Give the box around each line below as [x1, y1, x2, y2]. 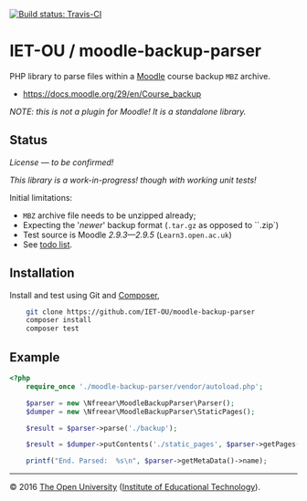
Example [9, 350, 60, 365]
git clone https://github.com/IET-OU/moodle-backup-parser [26, 307, 256, 317]
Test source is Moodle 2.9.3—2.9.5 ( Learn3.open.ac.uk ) [22, 229, 233, 240]
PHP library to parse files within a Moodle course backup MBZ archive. [9, 70, 271, 81]
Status [9, 132, 48, 148]
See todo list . [22, 238, 73, 250]
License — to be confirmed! [9, 156, 114, 168]
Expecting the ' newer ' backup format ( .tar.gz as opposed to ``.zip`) [22, 219, 280, 230]
